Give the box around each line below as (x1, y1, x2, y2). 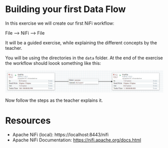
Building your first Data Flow (5, 4, 126, 15)
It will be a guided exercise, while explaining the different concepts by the (5, 39, 157, 46)
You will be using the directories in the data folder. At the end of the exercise (5, 54, 163, 61)
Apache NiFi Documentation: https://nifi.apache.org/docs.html (12, 137, 141, 143)
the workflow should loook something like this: (5, 60, 101, 66)
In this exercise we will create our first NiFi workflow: (5, 20, 114, 26)
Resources (5, 115, 51, 126)
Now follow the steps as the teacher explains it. (5, 97, 103, 103)
